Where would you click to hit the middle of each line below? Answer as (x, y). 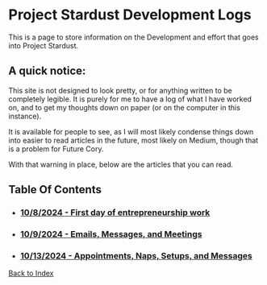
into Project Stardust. (44, 45)
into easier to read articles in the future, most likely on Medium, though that (133, 140)
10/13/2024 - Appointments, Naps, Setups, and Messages (136, 255)
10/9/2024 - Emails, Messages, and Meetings (111, 233)
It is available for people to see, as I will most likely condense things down (131, 131)
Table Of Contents (55, 190)
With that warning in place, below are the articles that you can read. (121, 164)
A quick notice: (47, 71)
